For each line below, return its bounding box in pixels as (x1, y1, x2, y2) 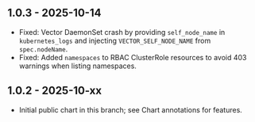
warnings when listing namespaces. (18, 61, 137, 71)
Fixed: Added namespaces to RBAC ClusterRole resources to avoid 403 (18, 52, 247, 62)
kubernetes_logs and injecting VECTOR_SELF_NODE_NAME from (18, 36, 211, 45)
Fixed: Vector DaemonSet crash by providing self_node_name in (18, 27, 226, 36)
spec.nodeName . (18, 44, 68, 54)
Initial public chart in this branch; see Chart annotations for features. (18, 105, 243, 114)
